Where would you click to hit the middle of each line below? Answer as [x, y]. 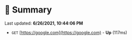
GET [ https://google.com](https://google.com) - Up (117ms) [69, 32]
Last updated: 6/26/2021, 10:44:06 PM [44, 23]
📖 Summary [28, 10]
